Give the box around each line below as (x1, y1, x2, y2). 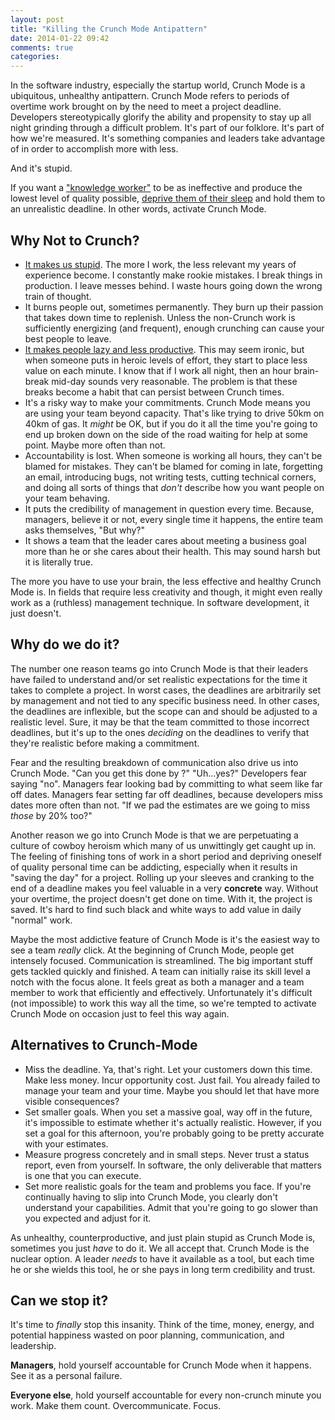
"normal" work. (10, 914, 73, 926)
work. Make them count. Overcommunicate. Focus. (10, 1400, 222, 1412)
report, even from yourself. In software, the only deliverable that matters (24, 1159, 322, 1171)
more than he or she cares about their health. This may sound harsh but (24, 545, 321, 557)
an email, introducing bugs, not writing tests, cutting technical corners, (24, 471, 317, 483)
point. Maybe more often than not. (24, 439, 166, 451)
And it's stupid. (10, 162, 73, 175)
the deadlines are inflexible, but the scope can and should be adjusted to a (10, 705, 318, 717)
